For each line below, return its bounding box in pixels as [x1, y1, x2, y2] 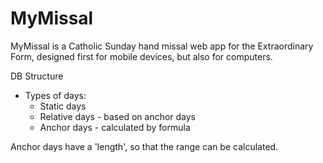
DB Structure [10, 70, 64, 82]
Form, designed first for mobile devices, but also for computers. [10, 50, 273, 62]
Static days [39, 100, 87, 112]
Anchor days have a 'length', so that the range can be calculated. [10, 140, 279, 152]
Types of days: [24, 89, 87, 101]
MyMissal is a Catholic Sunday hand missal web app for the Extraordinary [10, 40, 314, 52]
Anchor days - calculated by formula [39, 121, 191, 133]
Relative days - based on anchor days [39, 110, 197, 122]
